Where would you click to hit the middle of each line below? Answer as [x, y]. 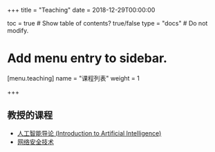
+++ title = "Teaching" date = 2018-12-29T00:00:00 [81, 10]
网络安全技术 [35, 142]
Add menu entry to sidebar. [87, 58]
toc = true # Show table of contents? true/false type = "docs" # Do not [107, 23]
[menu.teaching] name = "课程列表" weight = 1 [73, 78]
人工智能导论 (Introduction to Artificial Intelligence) [89, 133]
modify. [18, 31]
